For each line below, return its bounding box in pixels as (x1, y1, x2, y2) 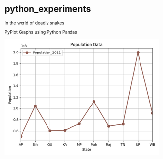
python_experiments (4, 3, 91, 15)
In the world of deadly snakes (4, 20, 65, 26)
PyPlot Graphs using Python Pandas (4, 29, 78, 35)
